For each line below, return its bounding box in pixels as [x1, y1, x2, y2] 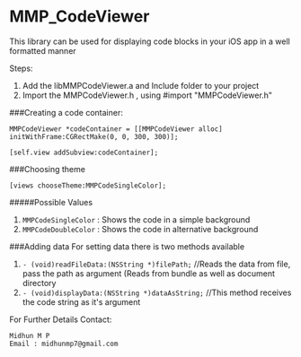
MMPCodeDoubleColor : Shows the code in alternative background [22, 223, 259, 234]
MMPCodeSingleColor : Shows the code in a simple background [22, 213, 251, 225]
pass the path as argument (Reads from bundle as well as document [22, 267, 276, 279]
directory [22, 277, 57, 288]
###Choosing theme [9, 163, 85, 174]
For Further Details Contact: [9, 314, 112, 325]
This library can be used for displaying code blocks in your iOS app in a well [9, 36, 290, 47]
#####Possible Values [9, 196, 93, 207]
